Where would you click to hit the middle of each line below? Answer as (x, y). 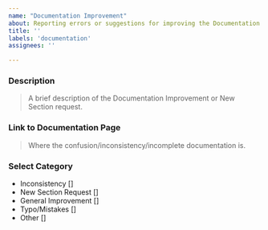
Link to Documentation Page (65, 128)
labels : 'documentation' (50, 38)
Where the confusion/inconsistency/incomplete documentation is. (137, 145)
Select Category (41, 166)
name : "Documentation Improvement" (68, 16)
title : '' (25, 31)
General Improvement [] (59, 201)
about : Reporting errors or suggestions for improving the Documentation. (136, 23)
